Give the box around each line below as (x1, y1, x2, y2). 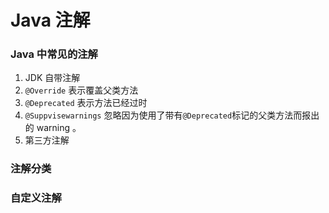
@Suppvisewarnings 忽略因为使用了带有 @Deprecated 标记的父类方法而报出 (24, 109, 320, 121)
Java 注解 (10, 9, 91, 32)
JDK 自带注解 (24, 72, 81, 84)
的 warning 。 (24, 122, 82, 134)
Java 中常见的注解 (10, 47, 98, 61)
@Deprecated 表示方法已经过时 (24, 97, 148, 109)
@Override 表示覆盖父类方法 (24, 84, 139, 96)
